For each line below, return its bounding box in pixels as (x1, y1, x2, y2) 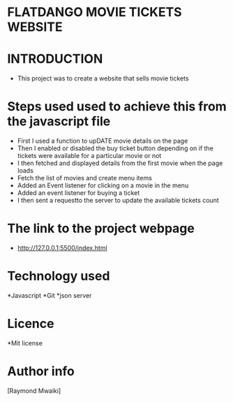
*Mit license (7, 338, 43, 347)
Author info (7, 364, 75, 380)
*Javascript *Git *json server (7, 291, 92, 299)
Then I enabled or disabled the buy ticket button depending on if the (17, 144, 214, 152)
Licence (7, 316, 54, 332)
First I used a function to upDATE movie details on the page (17, 137, 188, 145)
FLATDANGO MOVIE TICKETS (7, 4, 183, 20)
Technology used (7, 268, 110, 284)
